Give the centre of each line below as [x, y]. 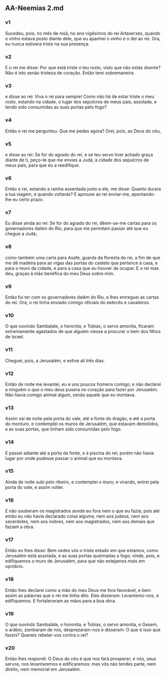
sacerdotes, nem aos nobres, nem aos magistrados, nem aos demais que [80, 522]
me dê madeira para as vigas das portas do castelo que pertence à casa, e [82, 263]
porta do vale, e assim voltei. [34, 487]
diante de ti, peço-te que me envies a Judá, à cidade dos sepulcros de [77, 160]
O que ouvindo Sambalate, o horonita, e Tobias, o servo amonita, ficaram [80, 326]
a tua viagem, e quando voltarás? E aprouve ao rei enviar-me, [68, 194]
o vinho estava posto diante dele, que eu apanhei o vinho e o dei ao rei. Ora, [83, 38]
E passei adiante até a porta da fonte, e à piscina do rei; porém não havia [80, 453]
